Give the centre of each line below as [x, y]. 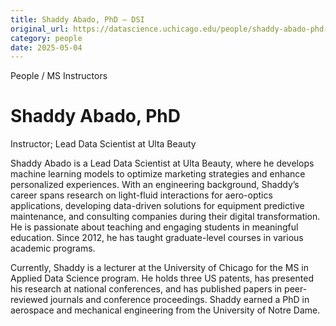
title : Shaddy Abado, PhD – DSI [77, 19]
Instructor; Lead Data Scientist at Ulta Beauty [103, 144]
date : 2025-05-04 [46, 47]
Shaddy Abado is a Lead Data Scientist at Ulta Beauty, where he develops [162, 163]
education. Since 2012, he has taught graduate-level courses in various [157, 238]
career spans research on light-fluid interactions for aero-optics [141, 195]
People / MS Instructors [59, 76]
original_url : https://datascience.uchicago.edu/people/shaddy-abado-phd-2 [171, 29]
